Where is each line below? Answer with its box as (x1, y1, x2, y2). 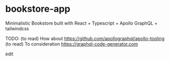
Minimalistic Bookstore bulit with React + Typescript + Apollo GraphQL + (5, 20, 158, 26)
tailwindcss (5, 25, 29, 31)
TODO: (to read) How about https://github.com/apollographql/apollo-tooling (5, 35, 165, 42)
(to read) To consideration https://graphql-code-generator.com (5, 40, 138, 47)
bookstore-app (5, 3, 70, 15)
